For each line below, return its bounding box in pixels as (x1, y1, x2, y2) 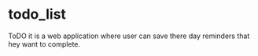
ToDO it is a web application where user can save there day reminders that (8, 31, 250, 40)
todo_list (8, 5, 67, 23)
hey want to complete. (8, 39, 81, 48)
